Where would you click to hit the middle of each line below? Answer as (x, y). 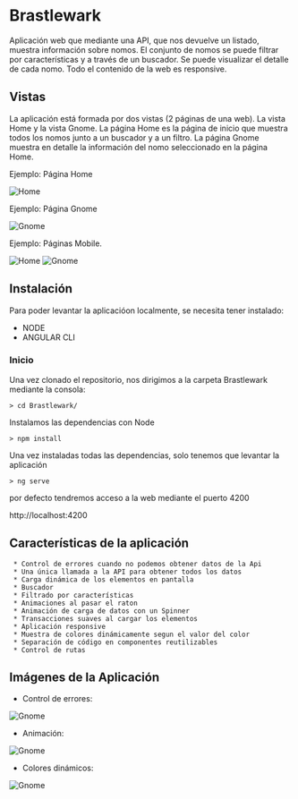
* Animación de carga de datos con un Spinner (102, 611)
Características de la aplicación (99, 544)
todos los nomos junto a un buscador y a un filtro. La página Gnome (134, 137)
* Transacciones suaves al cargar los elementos (106, 618)
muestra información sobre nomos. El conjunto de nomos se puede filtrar (144, 49)
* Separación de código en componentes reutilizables (115, 642)
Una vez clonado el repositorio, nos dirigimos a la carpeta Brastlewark (139, 379)
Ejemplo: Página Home (51, 174)
